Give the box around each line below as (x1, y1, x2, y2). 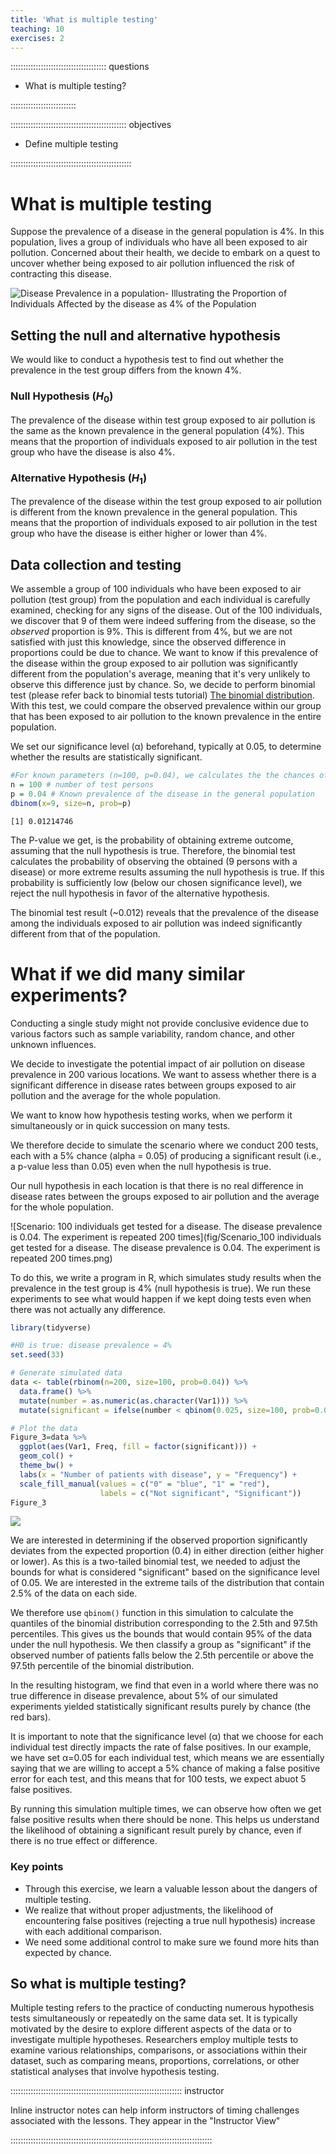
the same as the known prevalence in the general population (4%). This (10, 424, 305, 436)
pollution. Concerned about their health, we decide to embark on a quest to (10, 247, 321, 259)
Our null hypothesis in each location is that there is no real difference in (10, 1179, 304, 1191)
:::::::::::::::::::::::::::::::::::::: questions (10, 61, 150, 73)
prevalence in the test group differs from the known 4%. (10, 364, 242, 376)
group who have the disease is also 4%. (10, 446, 175, 458)
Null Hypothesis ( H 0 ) (10, 389, 114, 405)
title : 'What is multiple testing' (10, 14, 159, 25)
